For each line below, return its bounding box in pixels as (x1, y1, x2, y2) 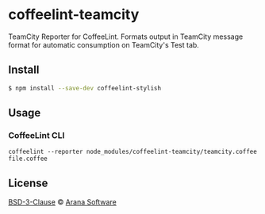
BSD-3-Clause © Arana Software (8, 197, 117, 207)
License (8, 176, 48, 189)
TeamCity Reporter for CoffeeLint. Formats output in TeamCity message (8, 32, 244, 41)
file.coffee (8, 155, 48, 163)
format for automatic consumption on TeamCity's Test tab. (8, 40, 200, 49)
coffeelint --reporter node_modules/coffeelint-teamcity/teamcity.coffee (8, 148, 258, 156)
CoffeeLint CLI (8, 129, 65, 140)
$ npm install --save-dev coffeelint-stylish (8, 84, 161, 92)
